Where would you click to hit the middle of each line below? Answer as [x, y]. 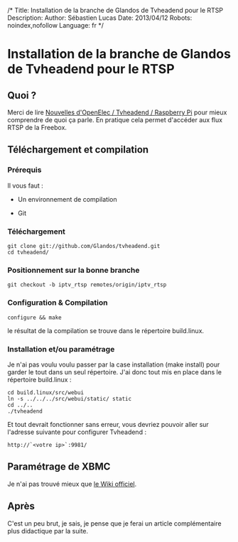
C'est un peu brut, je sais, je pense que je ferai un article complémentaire [114, 523]
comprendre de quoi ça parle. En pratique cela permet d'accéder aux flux [115, 120]
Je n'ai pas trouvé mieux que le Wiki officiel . [72, 484]
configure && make [34, 318]
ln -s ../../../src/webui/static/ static [70, 399]
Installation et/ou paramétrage [61, 349]
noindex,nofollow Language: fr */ [56, 25]
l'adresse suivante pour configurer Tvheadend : [77, 432]
